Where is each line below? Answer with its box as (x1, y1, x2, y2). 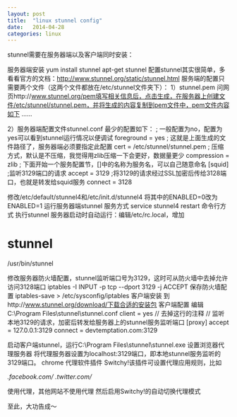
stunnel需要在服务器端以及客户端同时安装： (7, 50, 134, 59)
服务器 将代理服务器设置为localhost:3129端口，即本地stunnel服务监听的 (13, 350, 221, 358)
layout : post (7, 10, 46, 18)
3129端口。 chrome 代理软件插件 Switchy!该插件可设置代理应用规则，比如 (7, 358, 222, 367)
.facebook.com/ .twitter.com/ (7, 372, 92, 381)
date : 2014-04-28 (7, 23, 65, 30)
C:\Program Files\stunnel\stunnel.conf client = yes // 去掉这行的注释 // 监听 (7, 309, 225, 318)
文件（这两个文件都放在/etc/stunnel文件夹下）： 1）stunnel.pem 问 (31, 83, 224, 92)
